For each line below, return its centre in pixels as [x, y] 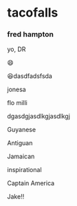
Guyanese [22, 130]
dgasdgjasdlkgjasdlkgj [39, 116]
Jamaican [21, 156]
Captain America [31, 183]
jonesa [16, 90]
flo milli [17, 103]
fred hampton [30, 35]
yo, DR [16, 49]
